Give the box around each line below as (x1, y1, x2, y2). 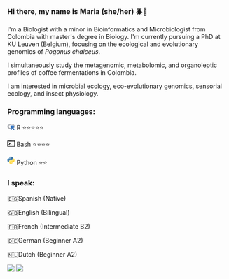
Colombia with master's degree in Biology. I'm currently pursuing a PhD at (7, 33, 221, 41)
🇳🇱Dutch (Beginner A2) (7, 250, 78, 258)
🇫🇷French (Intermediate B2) (7, 222, 91, 230)
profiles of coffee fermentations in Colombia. (7, 69, 137, 77)
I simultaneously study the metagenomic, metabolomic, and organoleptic (7, 61, 218, 69)
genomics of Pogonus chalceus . (7, 48, 101, 56)
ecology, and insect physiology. (7, 90, 99, 98)
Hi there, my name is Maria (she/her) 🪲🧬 (7, 6, 148, 16)
